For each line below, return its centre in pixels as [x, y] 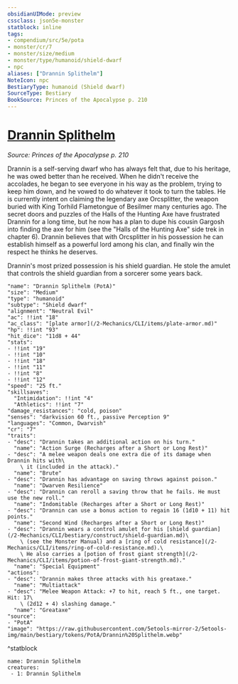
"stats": [20, 342]
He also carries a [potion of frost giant [90, 554]
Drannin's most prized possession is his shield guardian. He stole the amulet [119, 265]
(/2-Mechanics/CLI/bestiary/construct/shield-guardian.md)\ [98, 535]
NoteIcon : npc [28, 80]
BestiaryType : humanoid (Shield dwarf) [66, 87]
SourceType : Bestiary [39, 93]
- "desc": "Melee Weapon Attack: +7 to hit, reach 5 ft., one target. [114, 591]
